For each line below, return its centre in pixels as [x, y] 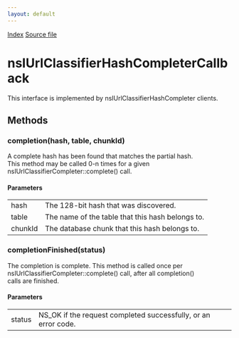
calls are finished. [33, 281]
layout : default [31, 14]
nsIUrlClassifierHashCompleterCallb [118, 63]
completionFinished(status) [57, 250]
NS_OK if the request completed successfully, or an [124, 314]
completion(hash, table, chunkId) [66, 140]
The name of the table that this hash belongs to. [125, 217]
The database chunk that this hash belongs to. [122, 229]
